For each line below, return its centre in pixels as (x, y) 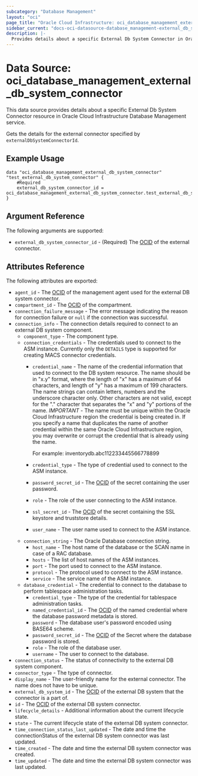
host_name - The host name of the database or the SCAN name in (111, 547)
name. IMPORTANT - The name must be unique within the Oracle (111, 411)
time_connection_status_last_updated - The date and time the (90, 729)
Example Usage (35, 159)
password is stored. (56, 641)
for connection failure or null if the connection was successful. (92, 317)
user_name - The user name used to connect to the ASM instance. (111, 530)
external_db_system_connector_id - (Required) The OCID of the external (102, 242)
